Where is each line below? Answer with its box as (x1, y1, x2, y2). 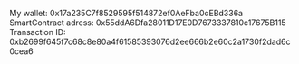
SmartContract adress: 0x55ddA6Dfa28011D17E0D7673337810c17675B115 (9, 17, 287, 28)
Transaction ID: (9, 27, 66, 37)
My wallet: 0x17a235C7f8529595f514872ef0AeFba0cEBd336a (9, 8, 243, 18)
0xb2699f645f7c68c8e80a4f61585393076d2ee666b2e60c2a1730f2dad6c (9, 36, 291, 47)
